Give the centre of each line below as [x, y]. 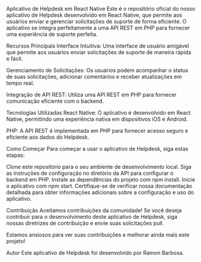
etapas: [16, 155]
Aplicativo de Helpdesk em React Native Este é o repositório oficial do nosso [101, 9]
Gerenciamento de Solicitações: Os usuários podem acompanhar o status [97, 70]
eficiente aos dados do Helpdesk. [48, 137]
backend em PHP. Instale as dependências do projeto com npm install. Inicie [101, 179]
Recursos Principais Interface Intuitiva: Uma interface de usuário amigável [97, 46]
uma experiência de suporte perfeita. [52, 34]
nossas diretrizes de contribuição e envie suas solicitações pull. [85, 223]
